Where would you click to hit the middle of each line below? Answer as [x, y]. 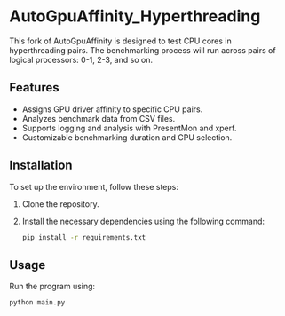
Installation [41, 166]
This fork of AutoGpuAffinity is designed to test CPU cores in [121, 41]
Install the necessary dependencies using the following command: [143, 221]
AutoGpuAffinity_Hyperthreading [135, 16]
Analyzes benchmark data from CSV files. [99, 118]
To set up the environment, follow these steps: [94, 186]
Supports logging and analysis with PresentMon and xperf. [129, 128]
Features [34, 87]
